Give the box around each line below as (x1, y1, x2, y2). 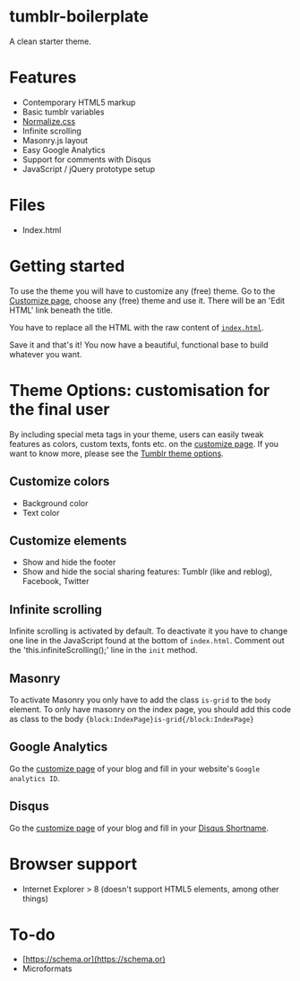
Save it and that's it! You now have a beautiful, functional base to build (9, 339, 269, 350)
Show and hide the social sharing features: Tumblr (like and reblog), (21, 566, 273, 577)
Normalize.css (21, 116, 76, 126)
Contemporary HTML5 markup (21, 97, 136, 108)
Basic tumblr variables (21, 106, 105, 117)
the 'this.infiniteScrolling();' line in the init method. (9, 645, 198, 656)
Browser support (9, 854, 138, 874)
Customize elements (9, 533, 127, 548)
